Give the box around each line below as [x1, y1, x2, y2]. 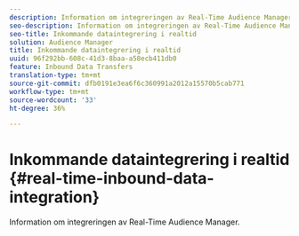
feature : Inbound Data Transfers [9, 63, 133, 72]
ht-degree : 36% [9, 104, 66, 113]
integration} [9, 187, 101, 208]
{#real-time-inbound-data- [9, 169, 215, 189]
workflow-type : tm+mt [9, 87, 90, 96]
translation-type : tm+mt [9, 71, 101, 80]
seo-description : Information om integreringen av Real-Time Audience [9, 21, 277, 30]
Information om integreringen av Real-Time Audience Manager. [9, 216, 240, 227]
